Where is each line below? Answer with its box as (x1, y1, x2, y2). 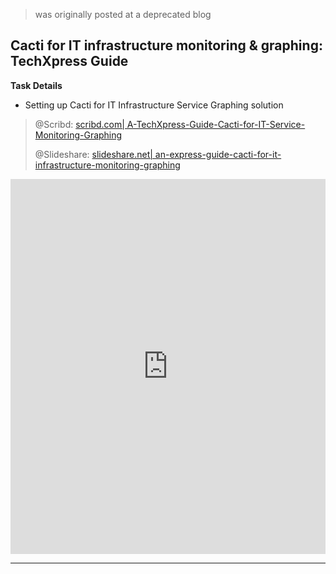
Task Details (10, 79, 63, 91)
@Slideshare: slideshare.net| (34, 148, 153, 160)
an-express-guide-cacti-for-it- (154, 148, 282, 160)
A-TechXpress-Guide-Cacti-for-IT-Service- (126, 118, 306, 130)
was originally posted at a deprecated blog (34, 9, 212, 20)
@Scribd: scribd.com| (34, 118, 125, 130)
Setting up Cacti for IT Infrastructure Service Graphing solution (24, 99, 284, 111)
